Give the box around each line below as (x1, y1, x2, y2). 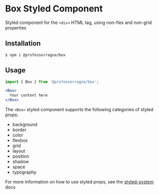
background (12, 122, 37, 128)
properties (5, 24, 26, 30)
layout (12, 148, 25, 154)
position (12, 153, 29, 160)
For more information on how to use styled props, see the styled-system (5, 179, 154, 185)
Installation (5, 39, 41, 48)
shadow (12, 159, 29, 165)
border (12, 127, 26, 133)
